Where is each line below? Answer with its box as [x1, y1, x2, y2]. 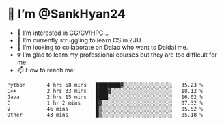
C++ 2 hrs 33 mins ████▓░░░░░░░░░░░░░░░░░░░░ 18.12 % [7, 87, 204, 94]
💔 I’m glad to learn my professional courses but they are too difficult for [16, 51, 217, 59]
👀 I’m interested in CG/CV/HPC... [16, 29, 109, 37]
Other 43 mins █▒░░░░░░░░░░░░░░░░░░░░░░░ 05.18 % [7, 111, 204, 118]
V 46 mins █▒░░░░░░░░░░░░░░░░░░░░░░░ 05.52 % [7, 105, 204, 112]
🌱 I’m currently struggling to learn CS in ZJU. [16, 36, 143, 44]
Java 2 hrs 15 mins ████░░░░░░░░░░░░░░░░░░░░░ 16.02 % [7, 94, 204, 100]
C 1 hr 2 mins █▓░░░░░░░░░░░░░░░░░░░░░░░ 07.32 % [7, 99, 204, 107]
